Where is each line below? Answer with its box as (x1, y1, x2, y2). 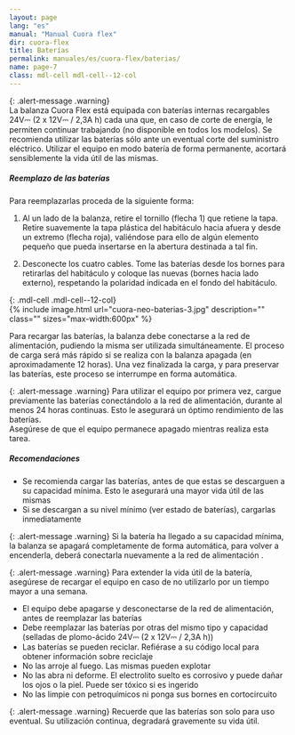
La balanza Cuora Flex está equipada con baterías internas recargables (9, 104, 270, 116)
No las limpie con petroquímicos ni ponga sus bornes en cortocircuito (21, 689, 277, 699)
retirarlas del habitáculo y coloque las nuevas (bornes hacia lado (21, 268, 259, 279)
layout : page (9, 12, 58, 22)
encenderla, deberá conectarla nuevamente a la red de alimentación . (9, 549, 264, 561)
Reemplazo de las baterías (9, 173, 110, 183)
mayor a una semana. (9, 586, 89, 596)
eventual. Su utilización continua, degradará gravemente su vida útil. (9, 715, 260, 726)
